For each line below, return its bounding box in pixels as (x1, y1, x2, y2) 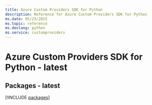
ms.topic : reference (5, 21, 48, 26)
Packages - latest (5, 81, 60, 90)
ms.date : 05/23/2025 (5, 16, 48, 21)
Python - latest (5, 62, 68, 73)
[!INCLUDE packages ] (5, 95, 50, 100)
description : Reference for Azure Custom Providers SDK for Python (5, 12, 148, 17)
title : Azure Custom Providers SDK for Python (5, 7, 103, 12)
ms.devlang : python (5, 26, 46, 31)
